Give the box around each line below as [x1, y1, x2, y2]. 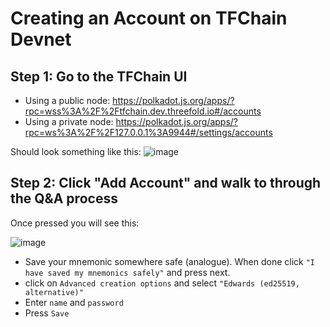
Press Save [24, 307, 70, 319]
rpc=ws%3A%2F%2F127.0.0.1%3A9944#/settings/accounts [24, 127, 273, 138]
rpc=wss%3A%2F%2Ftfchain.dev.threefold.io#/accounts [24, 105, 262, 117]
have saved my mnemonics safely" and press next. [24, 266, 231, 278]
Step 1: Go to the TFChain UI [10, 68, 188, 85]
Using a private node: [24, 116, 114, 127]
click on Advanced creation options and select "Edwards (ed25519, [24, 277, 300, 289]
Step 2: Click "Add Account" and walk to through [10, 175, 322, 192]
